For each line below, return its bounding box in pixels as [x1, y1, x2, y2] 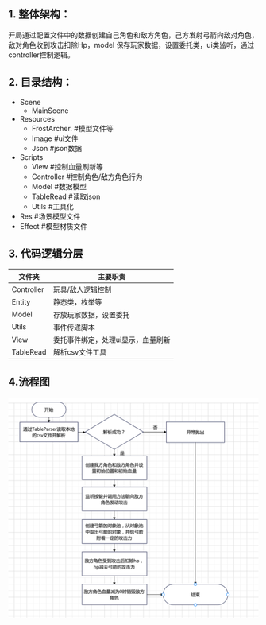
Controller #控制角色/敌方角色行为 [31, 172, 143, 181]
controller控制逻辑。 [8, 50, 75, 60]
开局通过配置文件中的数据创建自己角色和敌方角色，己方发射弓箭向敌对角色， [8, 30, 259, 40]
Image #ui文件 [31, 134, 79, 143]
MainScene [31, 106, 69, 115]
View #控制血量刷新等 [31, 161, 103, 171]
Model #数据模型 [31, 181, 87, 191]
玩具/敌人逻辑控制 [52, 285, 112, 294]
